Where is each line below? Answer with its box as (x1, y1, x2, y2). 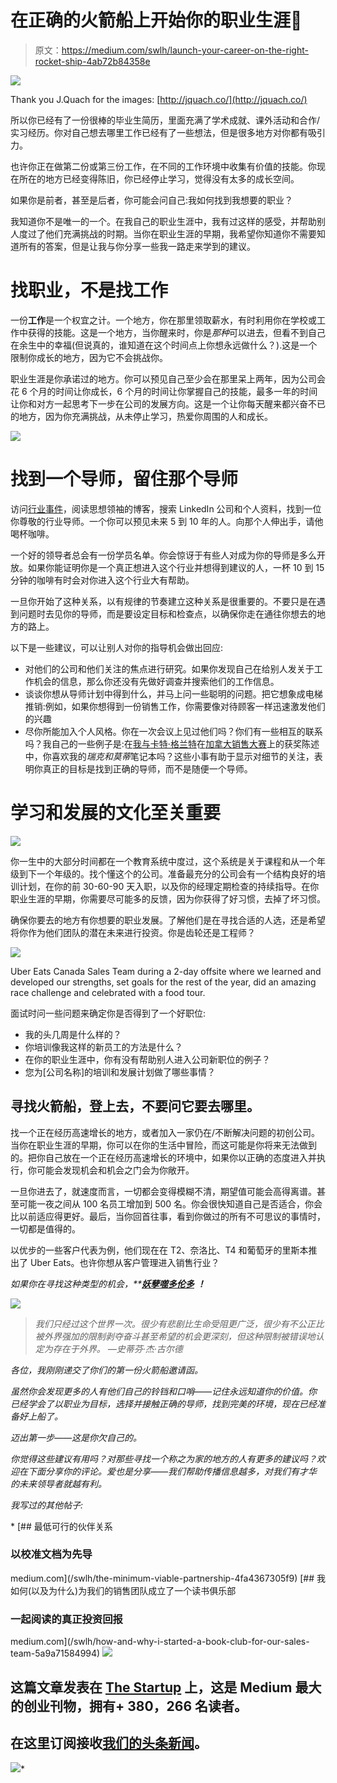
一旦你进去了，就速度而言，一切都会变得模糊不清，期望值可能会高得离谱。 (10, 1185, 317, 1197)
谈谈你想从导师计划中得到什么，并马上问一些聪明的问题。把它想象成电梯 (24, 687, 323, 700)
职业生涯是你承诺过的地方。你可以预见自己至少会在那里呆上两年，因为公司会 (10, 372, 326, 385)
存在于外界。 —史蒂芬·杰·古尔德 (52, 1342, 183, 1355)
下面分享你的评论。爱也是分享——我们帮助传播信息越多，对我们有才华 (27, 1465, 318, 1477)
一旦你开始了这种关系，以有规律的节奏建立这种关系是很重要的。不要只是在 (10, 595, 317, 607)
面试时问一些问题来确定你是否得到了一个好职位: (10, 1007, 207, 1019)
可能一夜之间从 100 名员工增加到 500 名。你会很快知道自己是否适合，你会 (18, 1197, 323, 1210)
